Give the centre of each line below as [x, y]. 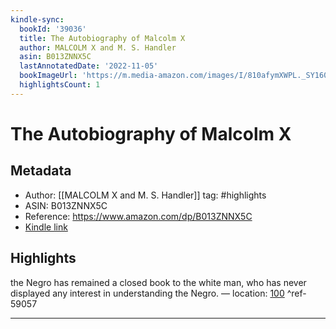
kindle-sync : [37, 19]
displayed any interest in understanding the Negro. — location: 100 [147, 293]
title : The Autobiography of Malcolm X [102, 38]
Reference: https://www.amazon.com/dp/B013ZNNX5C [138, 216]
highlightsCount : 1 [60, 85]
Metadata [41, 171]
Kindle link [46, 227]
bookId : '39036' [53, 29]
